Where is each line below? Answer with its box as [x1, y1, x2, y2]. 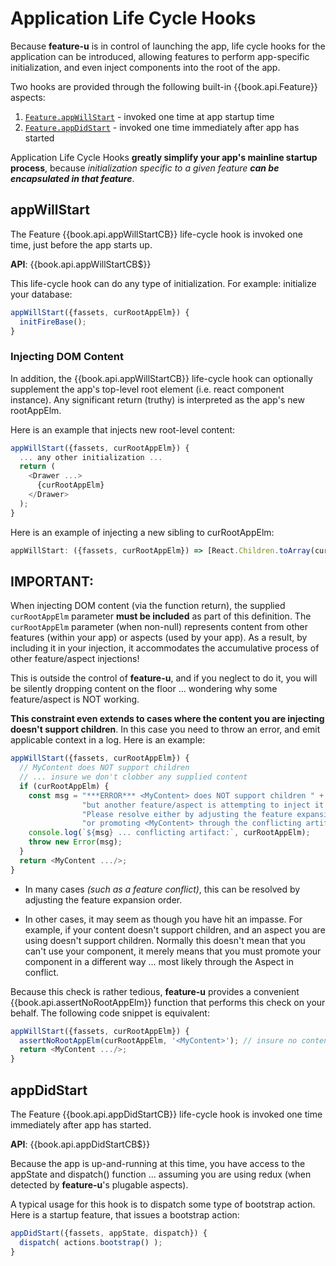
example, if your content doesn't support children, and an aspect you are [24, 923, 326, 936]
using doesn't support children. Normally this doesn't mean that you [24, 934, 306, 946]
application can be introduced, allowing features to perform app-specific [10, 50, 310, 62]
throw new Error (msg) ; [28, 837, 123, 847]
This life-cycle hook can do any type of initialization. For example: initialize [10, 277, 317, 289]
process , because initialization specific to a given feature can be [10, 162, 280, 174]
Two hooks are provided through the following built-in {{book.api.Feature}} [10, 80, 318, 92]
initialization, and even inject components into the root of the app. [10, 61, 281, 73]
